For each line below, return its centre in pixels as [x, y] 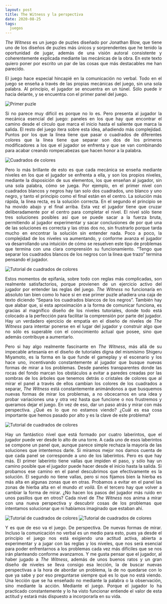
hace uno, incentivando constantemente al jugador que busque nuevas [83, 362]
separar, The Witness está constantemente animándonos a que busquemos [84, 389]
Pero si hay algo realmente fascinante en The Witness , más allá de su [83, 346]
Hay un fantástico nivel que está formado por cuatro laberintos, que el [83, 434]
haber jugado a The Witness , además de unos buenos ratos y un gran [83, 559]
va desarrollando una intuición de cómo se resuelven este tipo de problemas [83, 244]
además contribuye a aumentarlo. [40, 337]
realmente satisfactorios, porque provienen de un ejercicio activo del [83, 284]
